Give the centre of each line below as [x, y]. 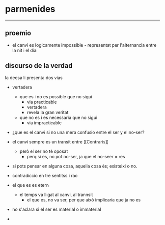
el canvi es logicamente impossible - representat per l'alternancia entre [84, 45]
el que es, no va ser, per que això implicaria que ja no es [84, 199]
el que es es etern [30, 185]
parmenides [30, 9]
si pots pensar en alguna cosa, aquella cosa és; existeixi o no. [75, 166]
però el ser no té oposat [44, 151]
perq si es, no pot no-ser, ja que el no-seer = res [76, 156]
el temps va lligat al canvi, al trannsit [56, 195]
